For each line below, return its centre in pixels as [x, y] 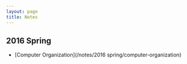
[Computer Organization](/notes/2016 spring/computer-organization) [98, 55]
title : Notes [22, 17]
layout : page [22, 11]
